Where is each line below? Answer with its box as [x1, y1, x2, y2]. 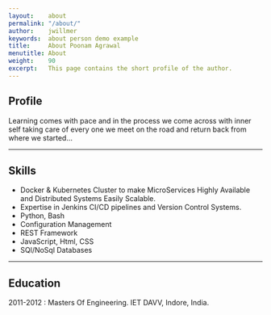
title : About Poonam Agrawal [8, 42, 121, 50]
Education [8, 276, 61, 290]
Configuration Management [19, 220, 112, 229]
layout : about [8, 11, 67, 20]
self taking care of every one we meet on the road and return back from [8, 124, 248, 134]
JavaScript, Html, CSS [19, 237, 94, 246]
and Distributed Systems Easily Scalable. [19, 194, 156, 204]
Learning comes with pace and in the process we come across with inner [8, 115, 252, 125]
